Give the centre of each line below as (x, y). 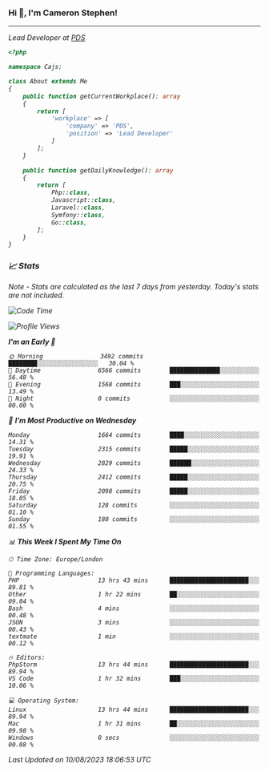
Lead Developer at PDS (47, 38)
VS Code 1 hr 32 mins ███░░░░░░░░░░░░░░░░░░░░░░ (134, 678)
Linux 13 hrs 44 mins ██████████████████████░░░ (134, 709)
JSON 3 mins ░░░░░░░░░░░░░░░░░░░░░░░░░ (134, 622)
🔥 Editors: (27, 657)
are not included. (36, 295)
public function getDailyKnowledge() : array (98, 170)
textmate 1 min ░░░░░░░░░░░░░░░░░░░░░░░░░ (134, 637)
